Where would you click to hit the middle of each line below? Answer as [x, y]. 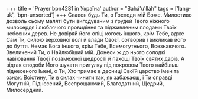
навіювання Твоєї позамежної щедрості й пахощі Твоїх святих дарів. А [95, 59]
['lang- [183, 9]
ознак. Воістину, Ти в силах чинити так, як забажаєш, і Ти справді [89, 77]
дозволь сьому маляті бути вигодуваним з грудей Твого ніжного [88, 21]
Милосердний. [25, 90]
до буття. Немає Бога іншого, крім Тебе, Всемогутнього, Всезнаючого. [96, 46]
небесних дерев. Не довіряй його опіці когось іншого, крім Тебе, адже [95, 34]
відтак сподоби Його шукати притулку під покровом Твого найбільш [92, 65]
